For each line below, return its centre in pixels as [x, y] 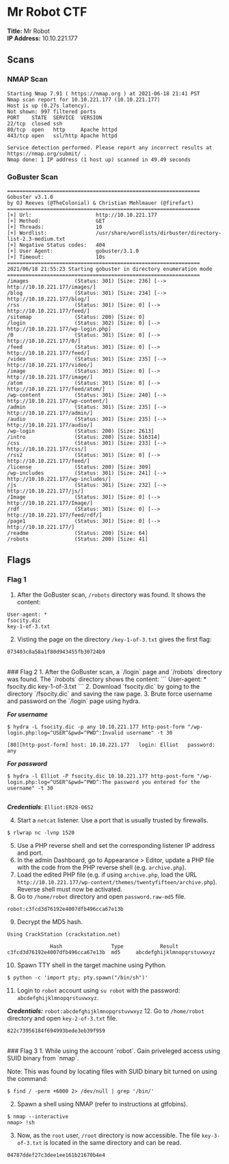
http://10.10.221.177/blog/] [49, 299]
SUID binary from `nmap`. [43, 1058]
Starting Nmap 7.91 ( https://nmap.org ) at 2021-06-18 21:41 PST [104, 93]
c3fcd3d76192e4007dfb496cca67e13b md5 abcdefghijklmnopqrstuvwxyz [111, 952]
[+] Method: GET [56, 221]
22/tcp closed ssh [35, 123]
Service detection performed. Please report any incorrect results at [110, 147]
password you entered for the [157, 782]
